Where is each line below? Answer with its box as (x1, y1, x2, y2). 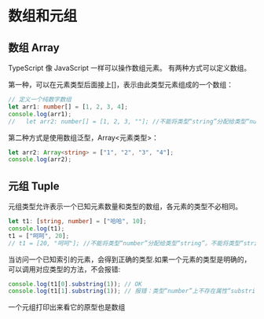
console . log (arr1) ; (8, 110, 72, 118)
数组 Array (8, 41, 60, 54)
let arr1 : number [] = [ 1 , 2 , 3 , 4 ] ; (8, 103, 128, 111)
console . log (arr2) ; (8, 156, 72, 163)
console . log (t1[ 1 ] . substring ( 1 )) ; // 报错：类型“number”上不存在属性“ (8, 288, 232, 295)
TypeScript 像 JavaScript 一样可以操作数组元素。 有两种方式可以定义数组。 (8, 64, 251, 72)
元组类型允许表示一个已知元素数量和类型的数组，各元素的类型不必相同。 (8, 202, 242, 211)
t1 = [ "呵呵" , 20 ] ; (8, 232, 70, 240)
